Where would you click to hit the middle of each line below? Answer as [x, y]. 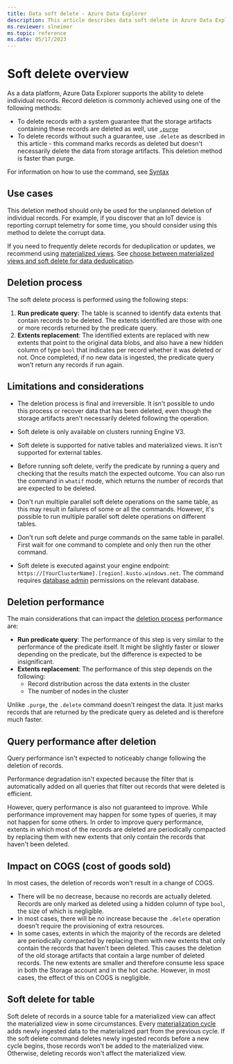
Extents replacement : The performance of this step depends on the [115, 669]
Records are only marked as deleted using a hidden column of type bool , [121, 903]
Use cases [30, 194]
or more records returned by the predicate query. [87, 328]
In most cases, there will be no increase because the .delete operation [119, 918]
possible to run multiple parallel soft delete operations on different [111, 516]
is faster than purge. [46, 159]
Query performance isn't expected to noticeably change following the [107, 758]
